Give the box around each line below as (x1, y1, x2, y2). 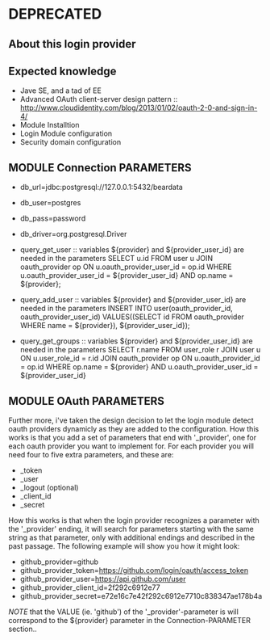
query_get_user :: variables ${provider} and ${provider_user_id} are (19, 245, 244, 255)
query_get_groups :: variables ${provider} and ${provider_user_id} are (19, 336, 253, 346)
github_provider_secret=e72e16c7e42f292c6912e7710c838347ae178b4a (19, 592, 263, 601)
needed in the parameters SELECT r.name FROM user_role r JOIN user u (19, 345, 261, 355)
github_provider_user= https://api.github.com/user (19, 575, 186, 584)
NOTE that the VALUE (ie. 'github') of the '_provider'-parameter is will (8, 607, 239, 617)
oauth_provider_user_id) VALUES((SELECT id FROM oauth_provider (19, 312, 244, 322)
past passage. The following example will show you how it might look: (8, 541, 240, 551)
